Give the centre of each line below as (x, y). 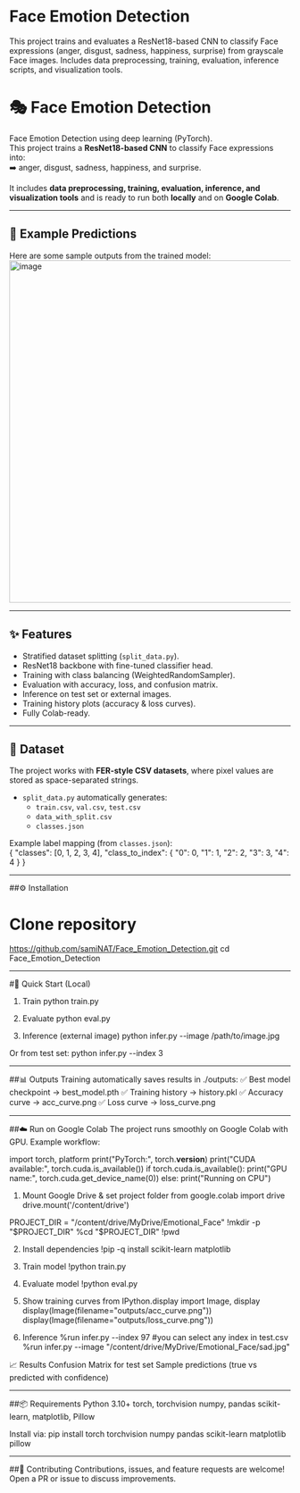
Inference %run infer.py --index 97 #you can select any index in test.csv (155, 1338)
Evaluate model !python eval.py (80, 1284)
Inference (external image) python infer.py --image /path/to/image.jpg (151, 1036)
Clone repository (73, 924)
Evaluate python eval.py (66, 1019)
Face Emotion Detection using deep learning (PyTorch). (111, 138)
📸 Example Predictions (73, 234)
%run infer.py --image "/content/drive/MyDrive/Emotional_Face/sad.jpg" (156, 1347)
